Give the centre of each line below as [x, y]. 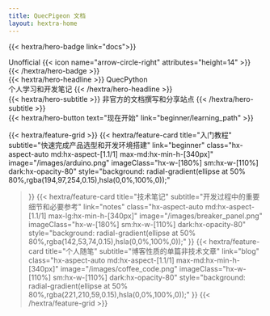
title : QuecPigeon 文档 [47, 16]
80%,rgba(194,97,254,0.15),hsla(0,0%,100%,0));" [89, 179]
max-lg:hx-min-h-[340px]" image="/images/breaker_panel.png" [155, 216]
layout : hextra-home [43, 23]
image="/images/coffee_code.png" [119, 268]
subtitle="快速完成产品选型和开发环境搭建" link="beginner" [107, 145]
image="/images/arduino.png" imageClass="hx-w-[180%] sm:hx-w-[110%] [133, 162]
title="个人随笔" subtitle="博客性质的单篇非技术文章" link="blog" [153, 251]
